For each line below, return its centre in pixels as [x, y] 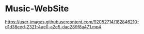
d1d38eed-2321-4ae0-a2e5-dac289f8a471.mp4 [53, 26]
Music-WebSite [37, 9]
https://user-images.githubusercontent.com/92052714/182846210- [72, 22]
